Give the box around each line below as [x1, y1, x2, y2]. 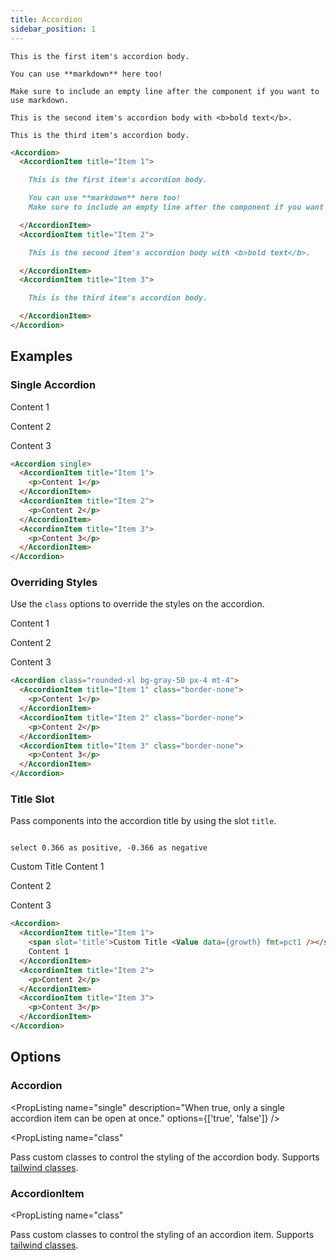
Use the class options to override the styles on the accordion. [10, 598, 265, 610]
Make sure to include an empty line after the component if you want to [10, 86, 320, 96]
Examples [10, 348, 73, 365]
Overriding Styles [10, 576, 98, 590]
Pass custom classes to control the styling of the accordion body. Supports [10, 1151, 320, 1163]
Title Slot [10, 792, 55, 806]
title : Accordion [10, 14, 83, 25]
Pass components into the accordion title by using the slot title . [10, 815, 277, 827]
